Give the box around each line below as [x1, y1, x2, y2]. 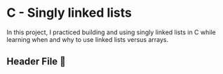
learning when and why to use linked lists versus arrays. [6, 35, 169, 43]
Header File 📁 [6, 56, 66, 68]
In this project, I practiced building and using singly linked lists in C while [6, 28, 216, 36]
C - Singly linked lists [6, 5, 133, 21]
